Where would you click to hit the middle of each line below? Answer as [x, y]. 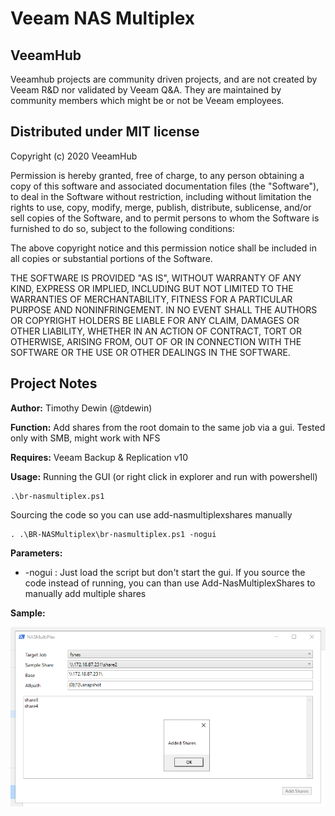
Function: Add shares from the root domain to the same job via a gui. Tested [168, 427]
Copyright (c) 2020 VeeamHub [74, 156]
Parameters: [36, 553]
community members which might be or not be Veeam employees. [147, 100]
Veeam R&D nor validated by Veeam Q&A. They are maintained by [146, 90]
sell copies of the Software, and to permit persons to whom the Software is [165, 218]
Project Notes [54, 383]
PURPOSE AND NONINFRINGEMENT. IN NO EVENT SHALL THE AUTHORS [164, 309]
